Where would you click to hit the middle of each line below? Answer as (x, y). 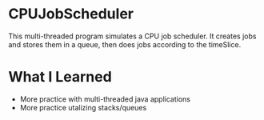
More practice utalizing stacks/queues (83, 107)
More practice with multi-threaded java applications (105, 99)
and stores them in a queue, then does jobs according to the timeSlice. (125, 44)
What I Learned (60, 77)
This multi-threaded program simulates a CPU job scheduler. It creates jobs (132, 36)
